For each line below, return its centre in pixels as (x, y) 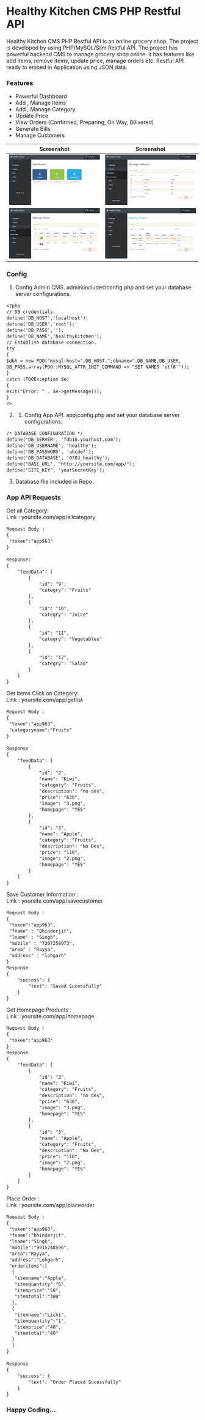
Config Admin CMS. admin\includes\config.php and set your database (103, 287)
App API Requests (34, 497)
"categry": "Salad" (63, 664)
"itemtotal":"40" (37, 1333)
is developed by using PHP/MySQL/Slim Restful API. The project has (92, 48)
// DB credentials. (31, 312)
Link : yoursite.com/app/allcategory (51, 517)
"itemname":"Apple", (41, 1278)
